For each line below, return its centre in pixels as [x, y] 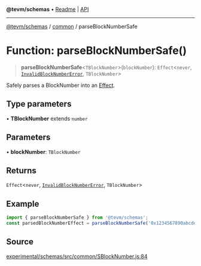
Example [23, 204]
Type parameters [39, 104]
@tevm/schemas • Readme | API [48, 9]
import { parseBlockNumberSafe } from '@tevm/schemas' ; [77, 218]
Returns [22, 170]
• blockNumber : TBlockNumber [43, 152]
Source [20, 242]
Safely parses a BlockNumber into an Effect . [61, 85]
